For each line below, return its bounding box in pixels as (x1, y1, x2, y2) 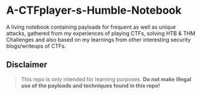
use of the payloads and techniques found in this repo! (20, 82, 160, 89)
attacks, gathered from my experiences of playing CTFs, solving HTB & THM (6, 29, 196, 36)
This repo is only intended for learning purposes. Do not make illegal (20, 75, 192, 82)
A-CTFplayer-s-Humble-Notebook (6, 4, 182, 17)
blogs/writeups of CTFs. (6, 42, 66, 50)
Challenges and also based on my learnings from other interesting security (6, 36, 191, 43)
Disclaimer (6, 60, 47, 70)
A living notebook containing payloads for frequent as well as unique (6, 23, 176, 30)
